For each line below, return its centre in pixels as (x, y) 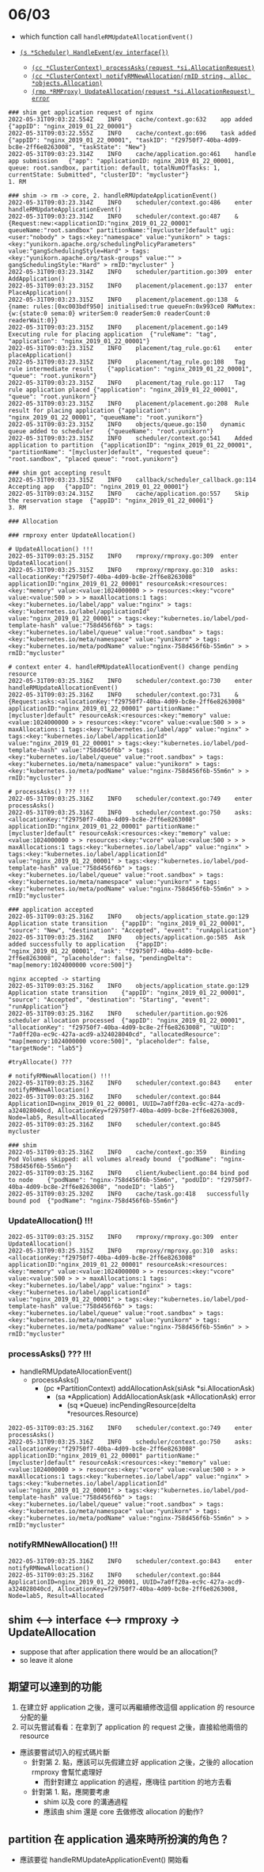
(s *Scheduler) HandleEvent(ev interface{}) (94, 52)
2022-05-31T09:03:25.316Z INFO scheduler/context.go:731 (115, 695)
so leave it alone (46, 1660)
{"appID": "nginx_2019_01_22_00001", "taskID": (88, 140)
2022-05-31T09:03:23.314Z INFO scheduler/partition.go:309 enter (130, 272)
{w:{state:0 (28, 313)
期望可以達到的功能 (55, 1687)
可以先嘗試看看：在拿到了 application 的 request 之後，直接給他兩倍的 (134, 1727)
